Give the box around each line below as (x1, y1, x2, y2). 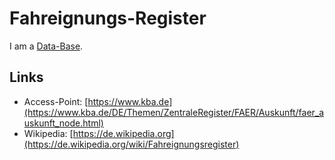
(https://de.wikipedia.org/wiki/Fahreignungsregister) (23, 138, 240, 150)
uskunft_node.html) (23, 117, 104, 129)
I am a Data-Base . (9, 40, 84, 52)
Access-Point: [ (23, 95, 89, 107)
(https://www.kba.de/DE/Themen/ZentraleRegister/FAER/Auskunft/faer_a (23, 106, 325, 118)
